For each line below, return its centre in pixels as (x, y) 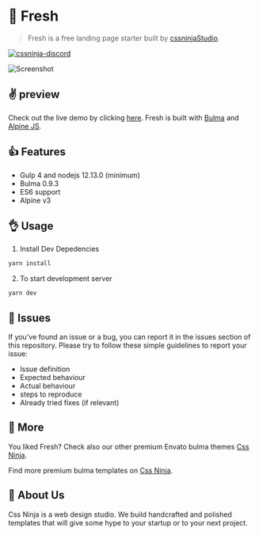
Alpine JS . (25, 126)
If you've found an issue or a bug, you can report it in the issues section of (129, 336)
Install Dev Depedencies (59, 249)
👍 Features (37, 152)
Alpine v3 (35, 200)
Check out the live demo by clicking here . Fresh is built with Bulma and (124, 117)
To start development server (66, 279)
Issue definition (45, 369)
